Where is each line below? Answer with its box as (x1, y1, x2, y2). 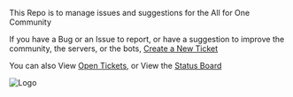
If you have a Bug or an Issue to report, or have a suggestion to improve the (9, 34, 285, 44)
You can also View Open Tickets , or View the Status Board (9, 61, 222, 71)
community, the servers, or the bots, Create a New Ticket (9, 43, 219, 54)
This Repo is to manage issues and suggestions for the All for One (9, 8, 251, 18)
